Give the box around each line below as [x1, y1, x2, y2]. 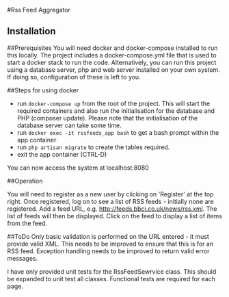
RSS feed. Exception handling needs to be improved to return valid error [7, 246, 210, 255]
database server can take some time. [16, 121, 122, 129]
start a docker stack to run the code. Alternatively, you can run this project [7, 58, 217, 66]
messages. [7, 254, 38, 262]
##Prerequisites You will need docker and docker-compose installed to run [7, 44, 218, 52]
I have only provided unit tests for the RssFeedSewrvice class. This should [7, 267, 217, 276]
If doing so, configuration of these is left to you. [7, 73, 142, 81]
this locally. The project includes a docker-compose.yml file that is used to [7, 51, 217, 59]
